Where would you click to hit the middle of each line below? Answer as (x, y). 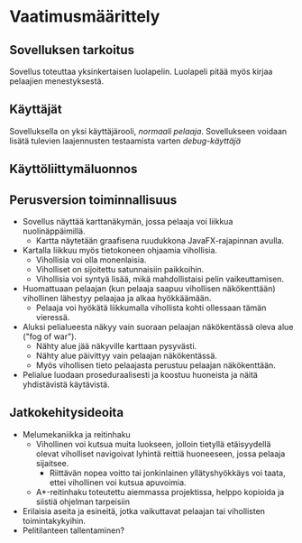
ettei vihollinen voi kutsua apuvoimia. (118, 482)
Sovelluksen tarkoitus (72, 50)
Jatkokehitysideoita (67, 413)
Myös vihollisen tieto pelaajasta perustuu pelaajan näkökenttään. (156, 365)
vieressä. (53, 318)
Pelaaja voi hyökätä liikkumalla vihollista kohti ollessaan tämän (151, 308)
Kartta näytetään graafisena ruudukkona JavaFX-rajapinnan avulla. (160, 241)
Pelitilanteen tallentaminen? (73, 530)
